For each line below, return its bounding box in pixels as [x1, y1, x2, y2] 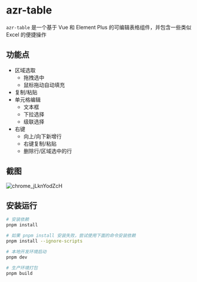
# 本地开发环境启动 [6, 249, 47, 254]
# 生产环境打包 [6, 265, 38, 271]
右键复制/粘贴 [23, 140, 57, 147]
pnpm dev [6, 254, 28, 260]
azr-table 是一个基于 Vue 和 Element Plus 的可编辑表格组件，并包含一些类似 [6, 23, 192, 31]
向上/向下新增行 [23, 133, 62, 140]
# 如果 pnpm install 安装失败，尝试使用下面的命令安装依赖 [6, 233, 136, 239]
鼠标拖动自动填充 [23, 81, 65, 88]
